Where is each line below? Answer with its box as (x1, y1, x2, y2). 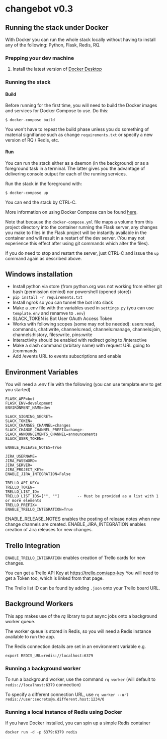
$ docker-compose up (5, 190, 49, 195)
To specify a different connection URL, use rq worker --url (5, 691, 129, 698)
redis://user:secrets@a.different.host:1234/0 (5, 697, 105, 702)
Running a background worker (5, 665, 81, 672)
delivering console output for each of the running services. (5, 170, 127, 177)
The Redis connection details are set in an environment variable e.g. (5, 643, 146, 650)
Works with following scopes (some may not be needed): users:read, (12, 321, 156, 327)
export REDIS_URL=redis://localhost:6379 (5, 653, 94, 658)
